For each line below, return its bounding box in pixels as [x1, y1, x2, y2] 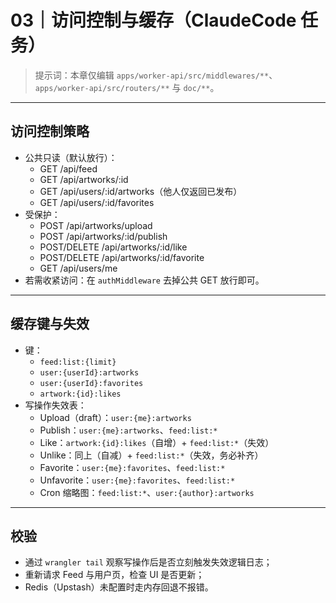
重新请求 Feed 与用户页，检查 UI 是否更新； [24, 569, 205, 581]
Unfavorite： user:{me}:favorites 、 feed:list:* [39, 474, 236, 486]
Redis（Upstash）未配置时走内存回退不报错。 [24, 581, 214, 593]
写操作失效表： [24, 399, 87, 411]
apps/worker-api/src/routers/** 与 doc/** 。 [34, 81, 220, 93]
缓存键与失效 [10, 316, 90, 333]
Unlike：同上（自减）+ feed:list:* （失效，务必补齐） [39, 449, 264, 461]
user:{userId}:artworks [39, 367, 140, 378]
